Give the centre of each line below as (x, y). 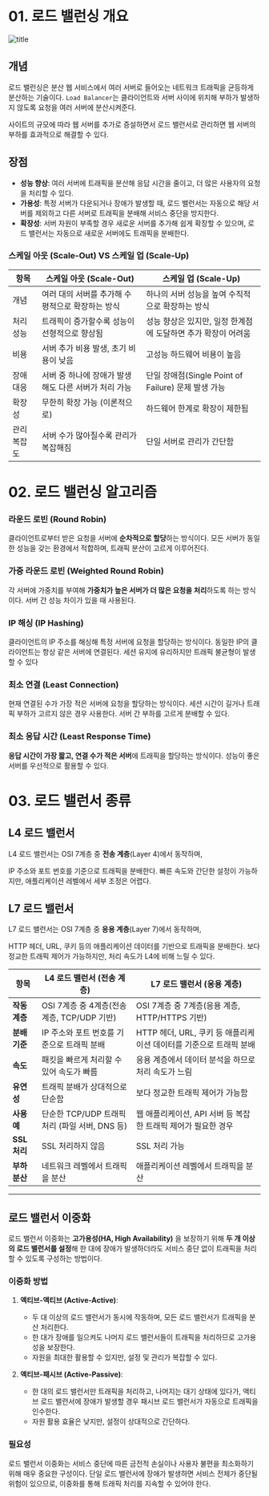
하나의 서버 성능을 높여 (186, 294)
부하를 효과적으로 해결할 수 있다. (59, 134)
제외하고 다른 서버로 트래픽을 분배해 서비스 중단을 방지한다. (126, 213)
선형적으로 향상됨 (72, 333)
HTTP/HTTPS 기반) (171, 1018)
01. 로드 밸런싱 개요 (68, 16)
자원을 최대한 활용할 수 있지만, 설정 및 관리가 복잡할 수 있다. (124, 1357)
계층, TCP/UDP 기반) (79, 1018)
